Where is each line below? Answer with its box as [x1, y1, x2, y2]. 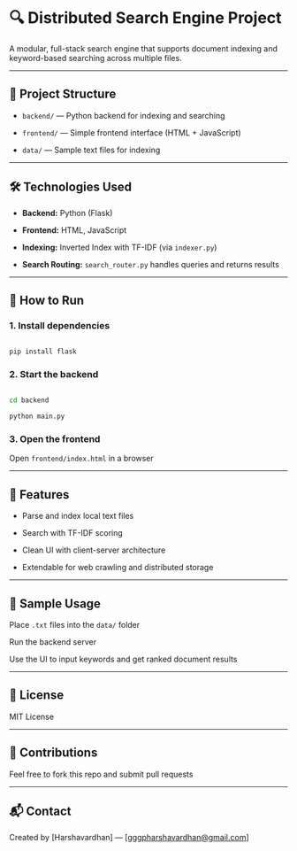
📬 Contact [9, 804, 72, 819]
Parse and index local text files [21, 511, 134, 522]
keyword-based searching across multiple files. [9, 52, 183, 63]
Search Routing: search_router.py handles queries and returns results [21, 259, 280, 269]
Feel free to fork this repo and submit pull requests [9, 769, 194, 779]
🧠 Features [9, 487, 70, 502]
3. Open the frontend [9, 433, 101, 445]
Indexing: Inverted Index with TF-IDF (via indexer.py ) [21, 242, 217, 252]
